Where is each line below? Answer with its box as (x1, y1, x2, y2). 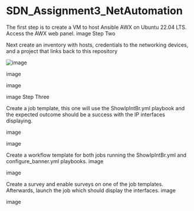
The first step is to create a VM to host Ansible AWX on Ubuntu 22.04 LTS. (6, 24, 187, 31)
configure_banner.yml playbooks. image (6, 157, 104, 164)
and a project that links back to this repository (6, 47, 118, 54)
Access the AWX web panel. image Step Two (6, 29, 116, 37)
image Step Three (6, 93, 50, 100)
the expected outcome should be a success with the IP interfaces (6, 111, 165, 118)
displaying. (6, 117, 33, 124)
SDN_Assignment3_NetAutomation (6, 4, 183, 18)
